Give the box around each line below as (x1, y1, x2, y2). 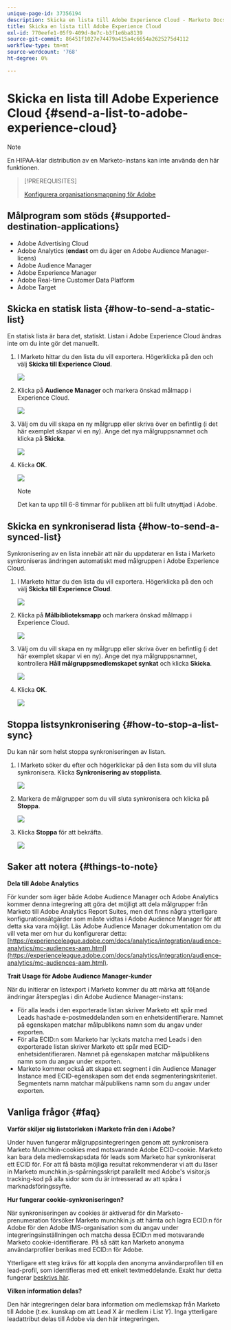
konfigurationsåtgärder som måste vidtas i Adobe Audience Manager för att (7, 914, 221, 923)
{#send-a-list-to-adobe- (44, 105, 188, 121)
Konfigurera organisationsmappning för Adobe (23, 190, 156, 198)
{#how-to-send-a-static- (104, 303, 215, 314)
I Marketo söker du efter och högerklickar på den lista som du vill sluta (16, 761, 217, 769)
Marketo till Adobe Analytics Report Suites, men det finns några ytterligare (7, 907, 218, 915)
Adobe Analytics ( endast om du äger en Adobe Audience (16, 246, 180, 255)
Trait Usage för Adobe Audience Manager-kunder (7, 972, 153, 980)
